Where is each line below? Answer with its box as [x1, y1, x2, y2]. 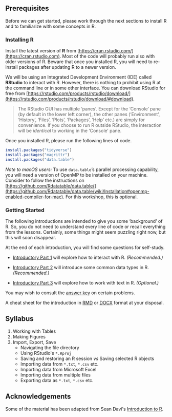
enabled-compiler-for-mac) [5, 194, 63, 200]
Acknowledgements [5, 392, 71, 401]
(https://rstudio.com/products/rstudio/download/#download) [5, 96, 134, 102]
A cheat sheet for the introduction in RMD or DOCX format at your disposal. [5, 300, 164, 306]
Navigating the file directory [20, 344, 79, 351]
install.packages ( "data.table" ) [5, 157, 74, 162]
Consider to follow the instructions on [5, 177, 84, 183]
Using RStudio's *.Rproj [20, 350, 72, 356]
